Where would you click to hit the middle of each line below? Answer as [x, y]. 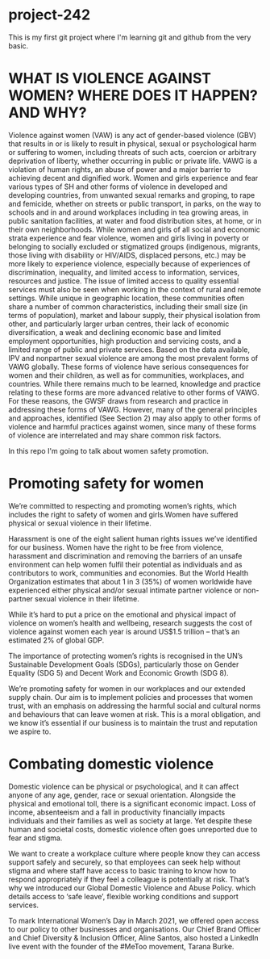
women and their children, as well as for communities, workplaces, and [126, 375]
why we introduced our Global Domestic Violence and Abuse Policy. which [132, 888]
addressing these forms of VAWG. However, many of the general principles [133, 409]
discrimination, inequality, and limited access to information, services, [124, 272]
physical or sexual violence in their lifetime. [80, 523]
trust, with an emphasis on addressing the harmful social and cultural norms [135, 706]
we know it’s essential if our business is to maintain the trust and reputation [133, 722]
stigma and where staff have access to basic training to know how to [123, 870]
